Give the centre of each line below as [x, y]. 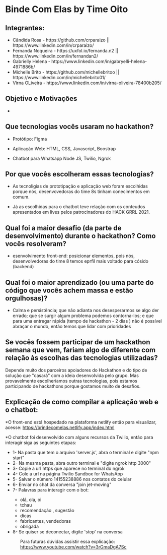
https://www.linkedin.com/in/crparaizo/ [53, 45]
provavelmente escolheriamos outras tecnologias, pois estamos [71, 381]
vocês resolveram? [36, 244]
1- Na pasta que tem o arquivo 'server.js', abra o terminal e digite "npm [86, 452]
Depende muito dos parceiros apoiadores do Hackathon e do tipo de [76, 370]
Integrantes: [25, 28]
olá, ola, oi [31, 500]
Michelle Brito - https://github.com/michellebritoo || [66, 72]
